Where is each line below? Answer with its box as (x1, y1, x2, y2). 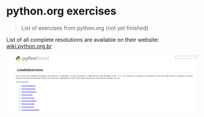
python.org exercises (6, 4, 117, 18)
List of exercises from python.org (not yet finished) (21, 24, 149, 32)
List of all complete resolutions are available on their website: (6, 36, 159, 43)
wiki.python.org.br (6, 42, 52, 50)
